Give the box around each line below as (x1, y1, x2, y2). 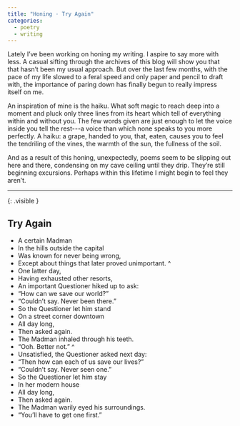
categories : (7, 17, 43, 24)
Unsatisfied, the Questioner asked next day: (17, 350, 147, 359)
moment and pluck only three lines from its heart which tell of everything (7, 109, 221, 118)
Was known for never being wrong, (17, 251, 121, 260)
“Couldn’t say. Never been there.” (17, 297, 116, 305)
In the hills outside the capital (17, 244, 104, 253)
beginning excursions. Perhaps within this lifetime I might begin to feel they (7, 168, 229, 177)
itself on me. (7, 88, 44, 96)
